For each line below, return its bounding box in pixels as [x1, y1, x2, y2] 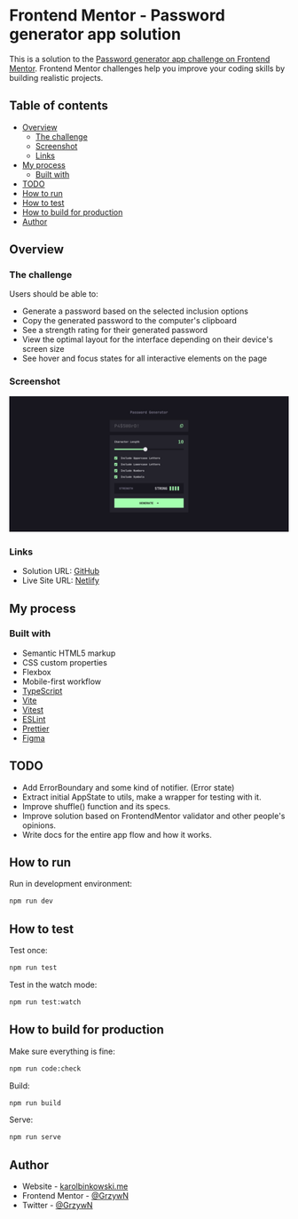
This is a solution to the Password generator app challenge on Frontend [9, 53, 271, 64]
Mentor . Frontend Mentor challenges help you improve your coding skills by [9, 63, 286, 74]
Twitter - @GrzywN [21, 1200, 93, 1211]
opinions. [21, 819, 56, 831]
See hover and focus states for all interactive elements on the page [21, 353, 268, 364]
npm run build [9, 1098, 62, 1107]
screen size [21, 344, 65, 355]
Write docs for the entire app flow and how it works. [21, 829, 213, 840]
